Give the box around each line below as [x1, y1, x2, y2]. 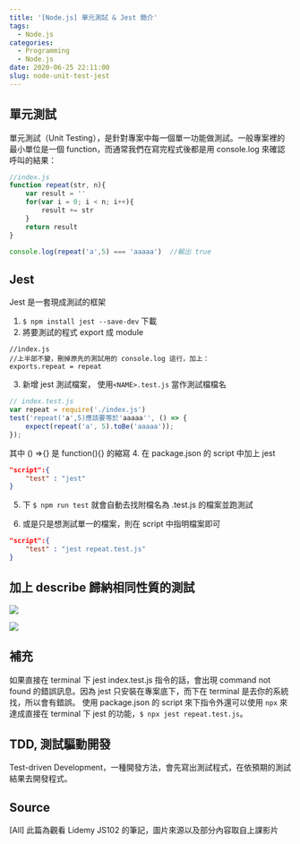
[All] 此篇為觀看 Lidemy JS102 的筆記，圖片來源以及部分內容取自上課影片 [9, 825, 279, 836]
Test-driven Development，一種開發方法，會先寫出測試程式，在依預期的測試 [9, 762, 291, 773]
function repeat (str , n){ [9, 181, 106, 190]
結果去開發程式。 [9, 773, 73, 784]
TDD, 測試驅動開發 [9, 736, 111, 752]
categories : [9, 38, 54, 47]
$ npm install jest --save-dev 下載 [21, 315, 158, 327]
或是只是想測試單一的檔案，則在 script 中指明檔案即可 [21, 519, 221, 530]
